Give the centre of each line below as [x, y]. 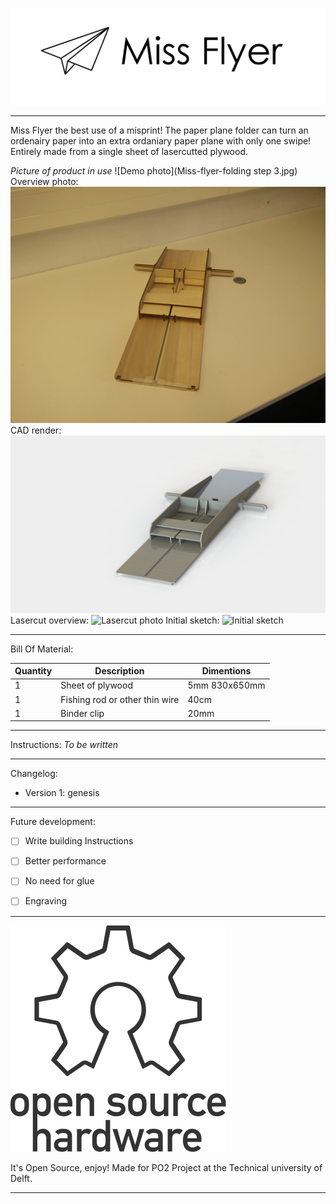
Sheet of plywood [96, 685]
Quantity [33, 671]
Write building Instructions [79, 841]
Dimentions [226, 671]
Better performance [65, 861]
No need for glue [59, 881]
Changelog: [34, 774]
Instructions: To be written [64, 745]
